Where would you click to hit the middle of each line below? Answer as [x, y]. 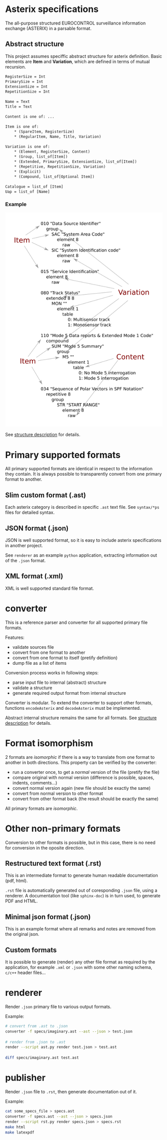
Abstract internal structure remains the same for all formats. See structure [81, 718]
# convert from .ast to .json [37, 1026]
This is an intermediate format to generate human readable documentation [82, 875]
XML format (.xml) [34, 576]
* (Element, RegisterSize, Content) [52, 152]
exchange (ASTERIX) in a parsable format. [48, 28]
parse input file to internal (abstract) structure [59, 682]
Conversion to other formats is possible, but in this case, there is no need [80, 842]
